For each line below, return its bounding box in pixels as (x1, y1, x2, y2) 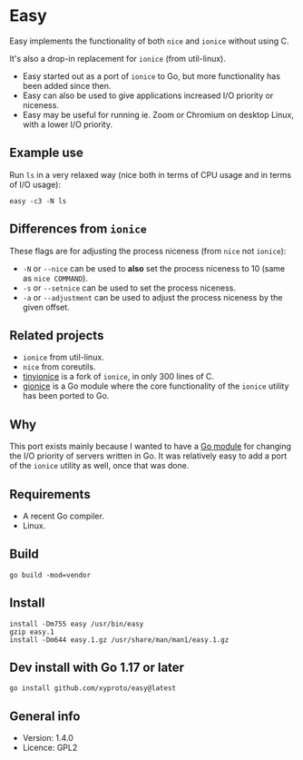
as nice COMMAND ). (22, 272, 89, 283)
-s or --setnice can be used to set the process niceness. (22, 282, 237, 293)
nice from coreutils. (22, 361, 96, 372)
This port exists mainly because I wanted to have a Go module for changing (9, 441, 292, 452)
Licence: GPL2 (22, 742, 78, 754)
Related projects (9, 328, 104, 343)
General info (9, 708, 81, 724)
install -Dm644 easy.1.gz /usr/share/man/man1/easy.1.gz (9, 635, 230, 645)
